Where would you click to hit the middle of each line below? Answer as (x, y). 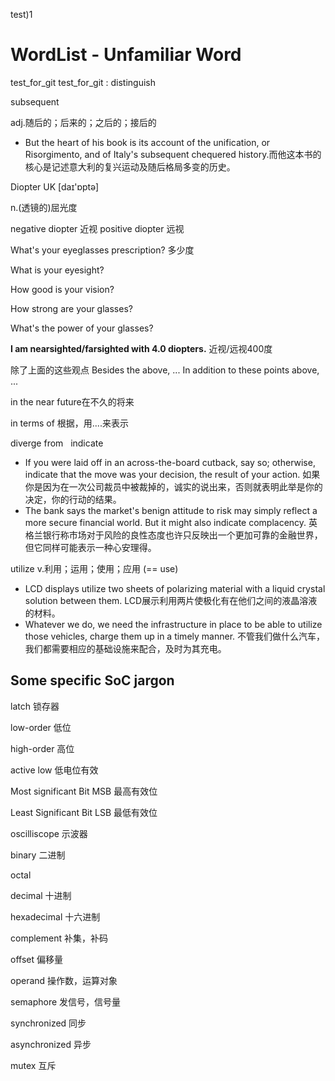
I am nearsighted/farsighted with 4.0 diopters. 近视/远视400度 (141, 348)
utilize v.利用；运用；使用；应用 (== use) (94, 568)
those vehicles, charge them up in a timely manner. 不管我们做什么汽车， (175, 636)
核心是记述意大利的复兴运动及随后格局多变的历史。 (130, 166)
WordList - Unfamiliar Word (126, 55)
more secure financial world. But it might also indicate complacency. (165, 522)
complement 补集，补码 (59, 938)
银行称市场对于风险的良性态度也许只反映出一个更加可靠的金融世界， (182, 535)
